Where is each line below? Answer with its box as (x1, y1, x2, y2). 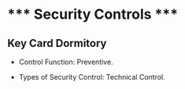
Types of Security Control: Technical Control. (18, 73, 166, 81)
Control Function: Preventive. (18, 57, 113, 66)
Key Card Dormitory (7, 37, 107, 50)
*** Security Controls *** (7, 5, 179, 23)
